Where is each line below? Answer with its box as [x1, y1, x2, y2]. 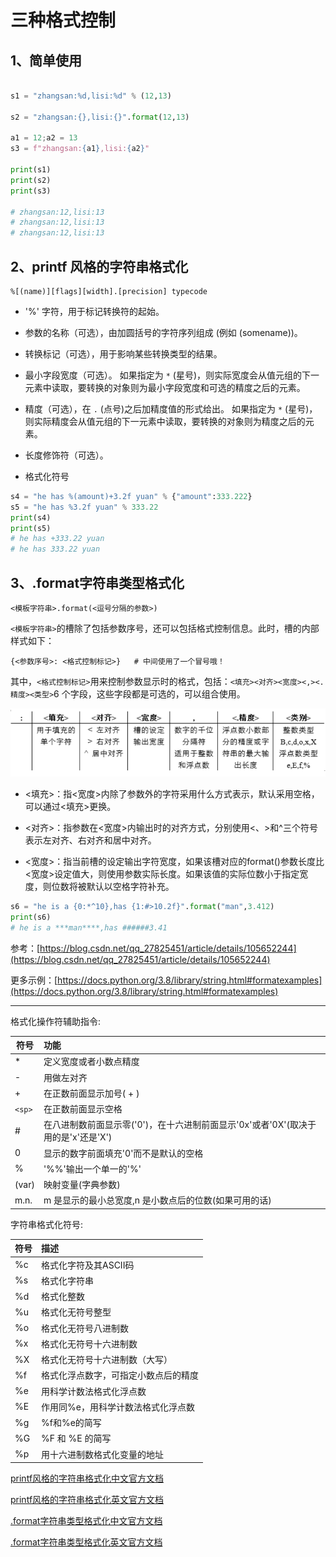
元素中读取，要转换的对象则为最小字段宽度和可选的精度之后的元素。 [24, 381, 306, 393]
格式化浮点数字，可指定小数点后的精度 [41, 1369, 199, 1381]
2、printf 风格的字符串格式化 [10, 258, 189, 275]
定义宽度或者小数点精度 [43, 1056, 140, 1068]
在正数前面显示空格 [43, 1103, 123, 1115]
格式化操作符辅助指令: [10, 1015, 102, 1027]
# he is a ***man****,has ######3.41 [10, 922, 168, 933]
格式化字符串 [41, 1274, 94, 1286]
